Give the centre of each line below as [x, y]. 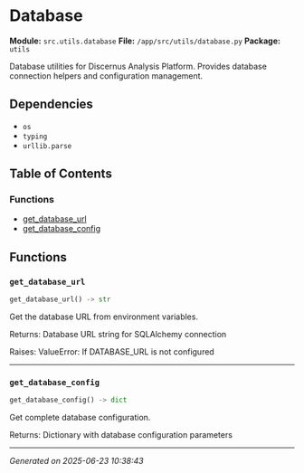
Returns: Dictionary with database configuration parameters [121, 435]
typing [35, 137]
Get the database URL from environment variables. [104, 317]
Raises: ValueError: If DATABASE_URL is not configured [112, 352]
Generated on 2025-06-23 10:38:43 [76, 461]
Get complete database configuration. [80, 418]
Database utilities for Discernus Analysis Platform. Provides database [138, 66]
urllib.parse [47, 146]
